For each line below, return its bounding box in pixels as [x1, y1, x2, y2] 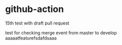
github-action [5, 3, 64, 15]
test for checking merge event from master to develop [5, 29, 117, 35]
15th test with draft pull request [5, 20, 69, 26]
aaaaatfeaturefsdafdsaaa [5, 35, 57, 41]
